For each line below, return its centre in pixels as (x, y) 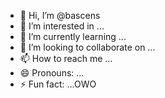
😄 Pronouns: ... (52, 73)
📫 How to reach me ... (66, 58)
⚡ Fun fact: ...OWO (58, 84)
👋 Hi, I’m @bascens (60, 15)
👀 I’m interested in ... (62, 26)
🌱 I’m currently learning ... (73, 36)
